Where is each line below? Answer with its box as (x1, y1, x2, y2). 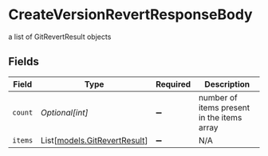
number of (198, 92, 238, 103)
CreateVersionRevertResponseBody (8, 6, 253, 24)
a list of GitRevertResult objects (8, 32, 112, 41)
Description (204, 78, 250, 89)
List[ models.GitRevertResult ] (40, 135, 148, 146)
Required (155, 78, 191, 89)
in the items (198, 111, 242, 123)
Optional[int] (40, 107, 89, 118)
